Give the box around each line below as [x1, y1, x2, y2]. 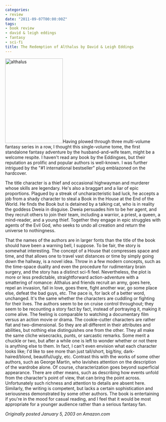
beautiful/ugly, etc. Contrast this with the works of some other [33, 353, 160, 359]
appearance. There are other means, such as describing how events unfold [5, 369, 159, 375]
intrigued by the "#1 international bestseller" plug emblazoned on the [5, 165, 146, 171]
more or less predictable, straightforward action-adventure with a [5, 274, 139, 280]
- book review [5, 26, 35, 31]
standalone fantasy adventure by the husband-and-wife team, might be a [5, 149, 155, 155]
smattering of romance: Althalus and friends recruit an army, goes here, [5, 280, 152, 285]
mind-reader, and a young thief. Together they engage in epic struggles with [5, 217, 161, 223]
